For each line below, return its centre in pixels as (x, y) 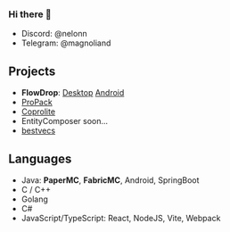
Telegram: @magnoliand (66, 43)
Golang (34, 199)
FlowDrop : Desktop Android (73, 93)
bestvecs (38, 131)
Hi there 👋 (30, 14)
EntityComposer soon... (65, 121)
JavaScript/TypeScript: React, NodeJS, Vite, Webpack (121, 218)
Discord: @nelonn (54, 34)
